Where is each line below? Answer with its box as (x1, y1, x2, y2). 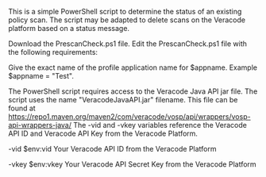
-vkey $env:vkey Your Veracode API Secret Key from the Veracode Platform (8, 160, 256, 169)
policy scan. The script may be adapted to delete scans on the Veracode (8, 15, 246, 25)
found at (8, 103, 36, 113)
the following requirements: (8, 48, 98, 56)
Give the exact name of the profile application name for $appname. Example (8, 63, 258, 72)
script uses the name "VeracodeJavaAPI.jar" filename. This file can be (8, 95, 238, 104)
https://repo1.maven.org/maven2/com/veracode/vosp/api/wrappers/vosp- (8, 112, 252, 121)
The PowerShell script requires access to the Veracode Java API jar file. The (8, 87, 258, 96)
